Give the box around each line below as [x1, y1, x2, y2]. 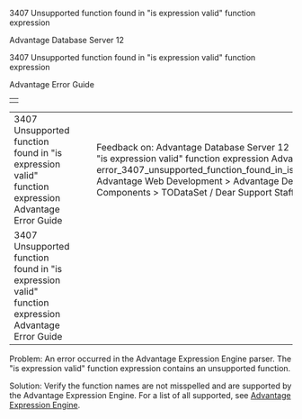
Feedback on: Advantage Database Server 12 [95, 141, 289, 153]
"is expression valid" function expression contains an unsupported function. [9, 363, 291, 373]
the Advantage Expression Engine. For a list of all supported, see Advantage [9, 390, 291, 400]
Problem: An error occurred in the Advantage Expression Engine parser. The [9, 353, 292, 364]
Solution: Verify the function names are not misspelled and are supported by [9, 380, 292, 391]
